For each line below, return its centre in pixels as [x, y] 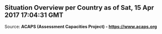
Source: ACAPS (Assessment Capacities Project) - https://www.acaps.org [81, 26]
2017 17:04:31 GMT [34, 15]
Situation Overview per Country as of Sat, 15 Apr [79, 8]
